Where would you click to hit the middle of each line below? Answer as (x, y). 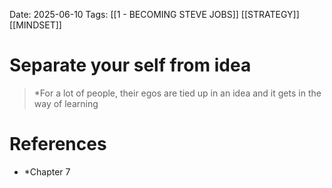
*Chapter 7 (47, 171)
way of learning (66, 103)
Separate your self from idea (130, 65)
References (58, 144)
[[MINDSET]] (35, 25)
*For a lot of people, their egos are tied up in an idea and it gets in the (177, 93)
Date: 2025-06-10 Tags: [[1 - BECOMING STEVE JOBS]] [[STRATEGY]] (154, 14)
